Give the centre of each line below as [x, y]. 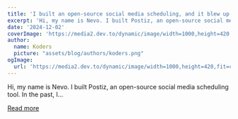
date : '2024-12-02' [36, 27]
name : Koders [33, 47]
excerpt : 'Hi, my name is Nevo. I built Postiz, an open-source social [115, 21]
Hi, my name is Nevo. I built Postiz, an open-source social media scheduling [118, 86]
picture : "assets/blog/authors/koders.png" [79, 54]
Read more [23, 108]
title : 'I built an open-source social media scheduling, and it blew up [119, 14]
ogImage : [20, 60]
